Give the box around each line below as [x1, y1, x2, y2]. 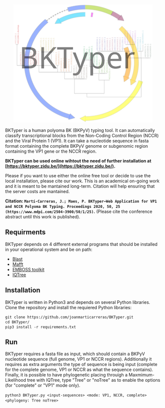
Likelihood [5, 377, 26, 383]
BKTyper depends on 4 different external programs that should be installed [5, 241, 158, 247]
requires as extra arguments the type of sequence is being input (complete [5, 362, 158, 367]
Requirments [5, 228, 46, 237]
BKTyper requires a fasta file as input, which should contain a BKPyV [5, 351, 145, 357]
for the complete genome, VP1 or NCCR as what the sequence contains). [5, 367, 153, 372]
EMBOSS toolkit [12, 266, 44, 272]
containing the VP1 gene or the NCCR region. [5, 148, 97, 154]
